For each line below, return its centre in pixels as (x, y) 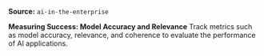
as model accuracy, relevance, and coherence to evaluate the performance (132, 35)
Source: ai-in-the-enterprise (59, 11)
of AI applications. (38, 43)
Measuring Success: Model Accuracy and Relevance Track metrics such (130, 26)
